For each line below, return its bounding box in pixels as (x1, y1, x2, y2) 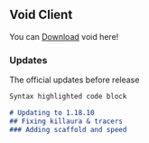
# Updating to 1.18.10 (9, 108, 95, 117)
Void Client (9, 7, 73, 23)
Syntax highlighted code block (9, 92, 127, 101)
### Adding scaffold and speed (9, 125, 127, 134)
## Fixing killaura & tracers (9, 117, 124, 126)
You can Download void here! (9, 31, 119, 42)
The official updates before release (9, 74, 140, 85)
